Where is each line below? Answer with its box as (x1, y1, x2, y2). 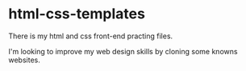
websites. (8, 55, 40, 65)
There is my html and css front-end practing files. (8, 31, 173, 41)
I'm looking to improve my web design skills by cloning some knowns (8, 46, 238, 56)
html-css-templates (8, 5, 145, 23)
